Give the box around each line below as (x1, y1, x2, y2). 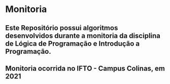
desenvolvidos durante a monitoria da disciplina (5, 31, 161, 40)
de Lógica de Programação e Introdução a (5, 39, 140, 48)
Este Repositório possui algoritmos (5, 24, 118, 32)
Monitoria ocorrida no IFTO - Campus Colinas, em (5, 64, 165, 72)
